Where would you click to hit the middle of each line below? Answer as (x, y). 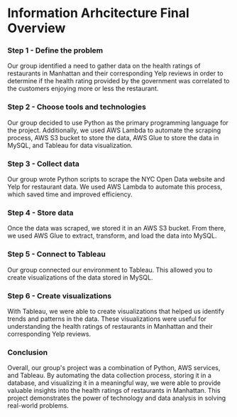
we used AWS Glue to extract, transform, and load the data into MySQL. (112, 236)
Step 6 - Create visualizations (60, 295)
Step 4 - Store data (40, 213)
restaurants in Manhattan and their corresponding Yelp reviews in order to (115, 73)
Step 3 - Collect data (44, 164)
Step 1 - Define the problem (55, 51)
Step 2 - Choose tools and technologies (77, 107)
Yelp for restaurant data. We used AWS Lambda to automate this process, (115, 187)
